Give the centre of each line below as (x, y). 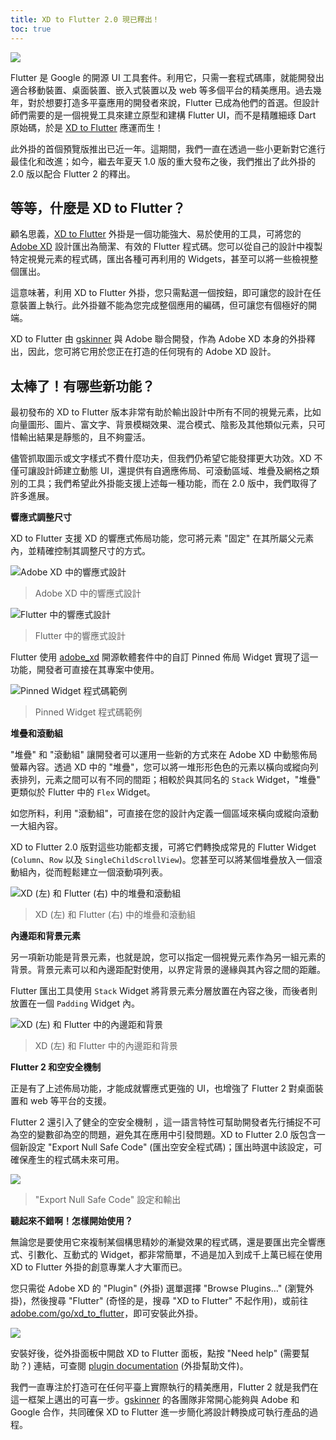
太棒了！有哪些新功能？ (82, 386)
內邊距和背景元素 (45, 936)
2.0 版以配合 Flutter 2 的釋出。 (73, 173)
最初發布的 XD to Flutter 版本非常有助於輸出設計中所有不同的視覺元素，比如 (166, 412)
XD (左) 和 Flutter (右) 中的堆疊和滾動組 (115, 915)
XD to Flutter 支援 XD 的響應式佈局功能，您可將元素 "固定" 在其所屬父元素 (162, 538)
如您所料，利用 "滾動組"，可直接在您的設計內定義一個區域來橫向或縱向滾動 (164, 813)
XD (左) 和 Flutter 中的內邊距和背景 (106, 1046)
